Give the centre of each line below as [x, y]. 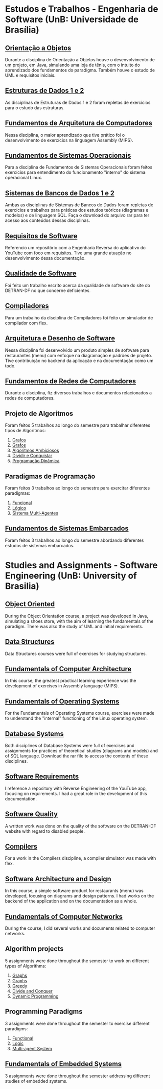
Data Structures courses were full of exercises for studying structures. [76, 653]
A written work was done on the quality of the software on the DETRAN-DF [81, 826]
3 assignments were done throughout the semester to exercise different [78, 1023]
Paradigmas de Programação [50, 476]
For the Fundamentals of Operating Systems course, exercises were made [80, 713]
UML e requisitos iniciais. [30, 75]
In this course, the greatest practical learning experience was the [70, 681]
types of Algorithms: [26, 966]
